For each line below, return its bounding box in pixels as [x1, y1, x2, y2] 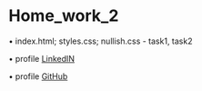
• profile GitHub [8, 70, 68, 82]
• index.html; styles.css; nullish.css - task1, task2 [8, 35, 193, 46]
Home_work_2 [8, 5, 119, 26]
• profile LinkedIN [8, 53, 75, 64]
